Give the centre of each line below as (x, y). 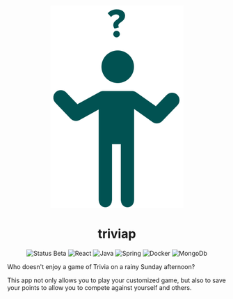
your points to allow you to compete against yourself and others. (99, 287)
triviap (117, 234)
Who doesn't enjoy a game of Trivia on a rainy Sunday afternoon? (101, 266)
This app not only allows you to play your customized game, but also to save (116, 280)
